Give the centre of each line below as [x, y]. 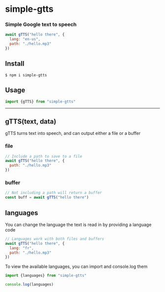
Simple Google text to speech [41, 25]
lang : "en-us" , [25, 39]
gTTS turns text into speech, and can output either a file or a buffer [73, 133]
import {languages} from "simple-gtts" [46, 276]
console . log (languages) [29, 285]
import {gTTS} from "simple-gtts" [41, 101]
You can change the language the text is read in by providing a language [78, 225]
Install [15, 64]
